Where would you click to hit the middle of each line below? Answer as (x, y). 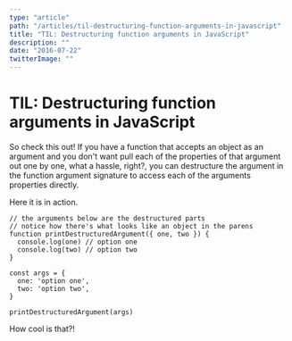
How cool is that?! (42, 329)
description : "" (39, 42)
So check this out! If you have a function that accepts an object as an (137, 146)
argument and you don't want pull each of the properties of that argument (145, 156)
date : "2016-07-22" (46, 51)
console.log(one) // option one (78, 242)
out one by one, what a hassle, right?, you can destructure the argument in (146, 165)
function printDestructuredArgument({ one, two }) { (109, 234)
